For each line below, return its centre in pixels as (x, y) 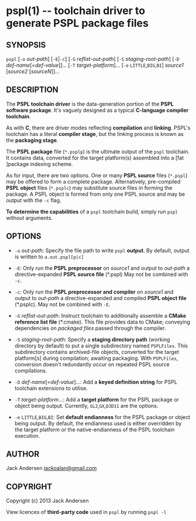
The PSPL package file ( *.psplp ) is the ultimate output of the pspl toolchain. (98, 151)
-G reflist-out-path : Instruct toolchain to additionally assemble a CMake (100, 315)
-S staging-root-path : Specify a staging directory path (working (92, 339)
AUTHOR (23, 454)
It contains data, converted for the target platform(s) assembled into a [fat (95, 158)
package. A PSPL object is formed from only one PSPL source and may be (96, 194)
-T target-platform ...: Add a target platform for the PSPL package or (97, 399)
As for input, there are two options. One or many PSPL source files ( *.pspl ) (97, 175)
